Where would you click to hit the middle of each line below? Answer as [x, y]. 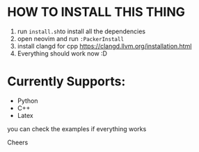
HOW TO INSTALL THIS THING [96, 12]
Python [27, 101]
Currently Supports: [66, 82]
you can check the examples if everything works [77, 128]
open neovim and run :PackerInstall [70, 38]
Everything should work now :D [62, 53]
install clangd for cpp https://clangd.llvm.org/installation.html [104, 46]
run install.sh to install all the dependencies [81, 31]
